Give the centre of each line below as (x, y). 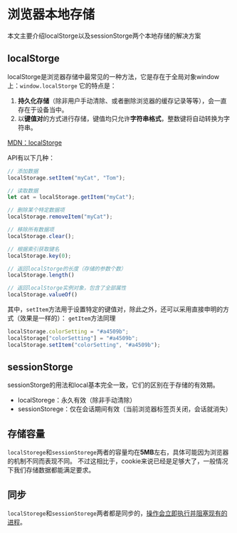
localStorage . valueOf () (43, 295)
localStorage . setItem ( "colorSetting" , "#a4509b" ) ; (84, 345)
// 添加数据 (23, 171)
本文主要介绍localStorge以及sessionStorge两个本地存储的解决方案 (104, 36)
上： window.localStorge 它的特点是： (62, 86)
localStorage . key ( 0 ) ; (39, 256)
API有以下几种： (31, 157)
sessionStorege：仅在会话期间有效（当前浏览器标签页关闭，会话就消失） (125, 409)
